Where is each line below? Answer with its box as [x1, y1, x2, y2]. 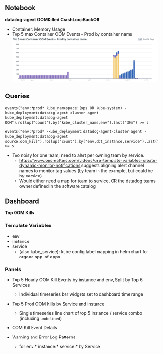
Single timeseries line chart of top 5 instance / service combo [19, 310, 142, 316]
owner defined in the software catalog [19, 183, 96, 189]
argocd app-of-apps [19, 254, 61, 259]
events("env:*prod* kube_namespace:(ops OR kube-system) [5, 105, 123, 111]
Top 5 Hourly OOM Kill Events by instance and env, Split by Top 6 [12, 277, 143, 283]
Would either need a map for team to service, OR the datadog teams [19, 178, 156, 184]
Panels [5, 266, 22, 273]
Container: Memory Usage [12, 26, 65, 32]
